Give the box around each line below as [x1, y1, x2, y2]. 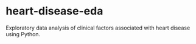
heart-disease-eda [5, 4, 103, 18]
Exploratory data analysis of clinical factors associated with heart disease [5, 24, 191, 31]
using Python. [5, 30, 41, 37]
